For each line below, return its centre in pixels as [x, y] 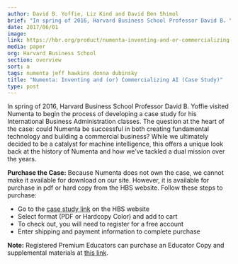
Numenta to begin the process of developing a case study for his [102, 114]
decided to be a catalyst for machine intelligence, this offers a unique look [115, 144]
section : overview [34, 60]
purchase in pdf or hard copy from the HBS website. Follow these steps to [115, 188]
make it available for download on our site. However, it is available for [108, 180]
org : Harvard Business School [52, 54]
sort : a [19, 67]
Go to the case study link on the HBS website [84, 209]
